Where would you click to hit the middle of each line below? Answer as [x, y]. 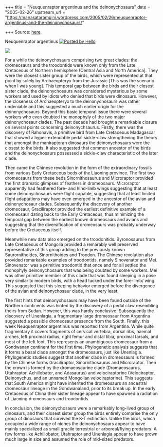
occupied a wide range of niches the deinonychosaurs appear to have [75, 424]
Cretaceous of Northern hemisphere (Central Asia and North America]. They [81, 70]
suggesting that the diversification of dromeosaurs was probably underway [81, 224]
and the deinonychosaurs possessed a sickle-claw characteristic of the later [81, 153]
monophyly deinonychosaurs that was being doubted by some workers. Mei [81, 270]
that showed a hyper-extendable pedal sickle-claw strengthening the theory [81, 138]
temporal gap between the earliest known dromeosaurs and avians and [76, 219]
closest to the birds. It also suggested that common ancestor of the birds [78, 148]
